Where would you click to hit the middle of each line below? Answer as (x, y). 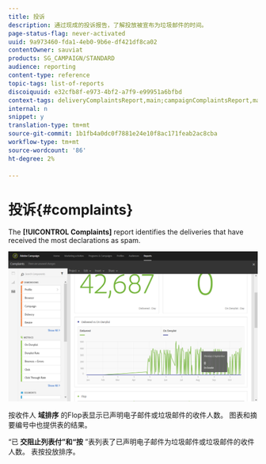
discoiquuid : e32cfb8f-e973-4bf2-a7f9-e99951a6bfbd (95, 92)
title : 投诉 (27, 17)
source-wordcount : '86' (47, 150)
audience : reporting (42, 67)
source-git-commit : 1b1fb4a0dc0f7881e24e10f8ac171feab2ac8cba (113, 134)
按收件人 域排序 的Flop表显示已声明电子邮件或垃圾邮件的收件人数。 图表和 (129, 415)
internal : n (28, 108)
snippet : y (26, 117)
